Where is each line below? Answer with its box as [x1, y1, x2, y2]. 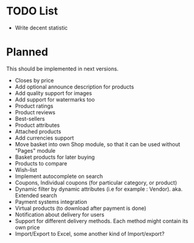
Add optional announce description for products [14, 83, 134, 90]
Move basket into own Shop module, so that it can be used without [14, 140, 180, 148]
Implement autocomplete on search [14, 173, 103, 180]
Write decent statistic [14, 24, 68, 31]
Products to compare [14, 159, 67, 167]
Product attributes [14, 121, 60, 129]
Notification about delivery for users [14, 211, 105, 218]
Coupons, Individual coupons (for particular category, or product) [14, 179, 177, 186]
